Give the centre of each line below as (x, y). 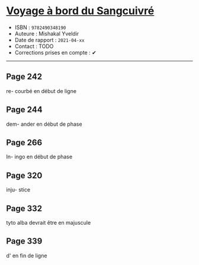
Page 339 (24, 241)
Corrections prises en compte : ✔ (55, 52)
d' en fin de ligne (27, 256)
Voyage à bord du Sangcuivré (80, 11)
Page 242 (24, 77)
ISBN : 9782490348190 (40, 27)
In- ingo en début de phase (39, 157)
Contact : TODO (34, 46)
